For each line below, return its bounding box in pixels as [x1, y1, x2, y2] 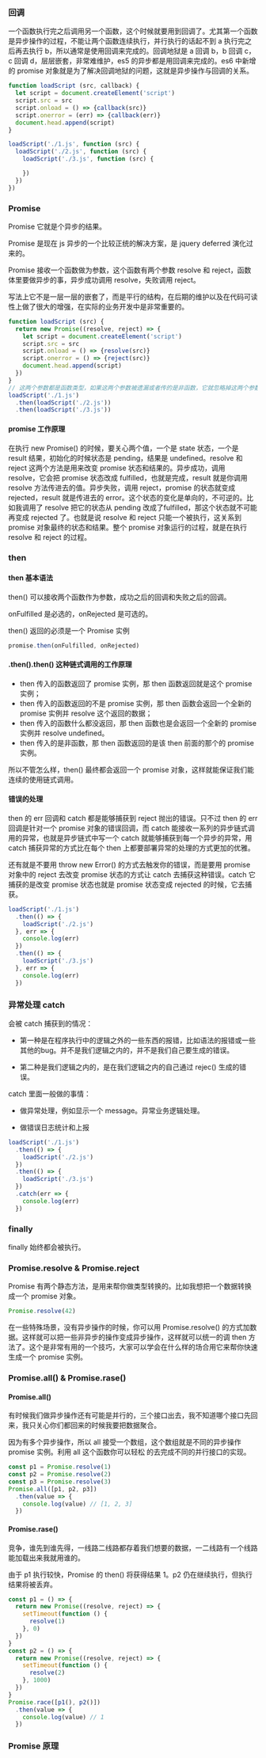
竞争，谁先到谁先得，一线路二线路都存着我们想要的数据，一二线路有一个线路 [8, 1543, 258, 1552]
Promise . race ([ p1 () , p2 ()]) [8, 1698, 101, 1707]
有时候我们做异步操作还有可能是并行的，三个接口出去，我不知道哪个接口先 [8, 1411, 251, 1420]
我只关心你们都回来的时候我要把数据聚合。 [21, 1421, 161, 1430]
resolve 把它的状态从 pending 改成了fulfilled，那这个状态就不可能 [44, 503, 257, 512]
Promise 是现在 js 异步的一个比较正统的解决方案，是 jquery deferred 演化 [8, 238, 247, 248]
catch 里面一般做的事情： [8, 1088, 91, 1098]
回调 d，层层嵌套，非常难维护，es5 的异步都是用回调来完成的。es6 [13, 56, 234, 66]
